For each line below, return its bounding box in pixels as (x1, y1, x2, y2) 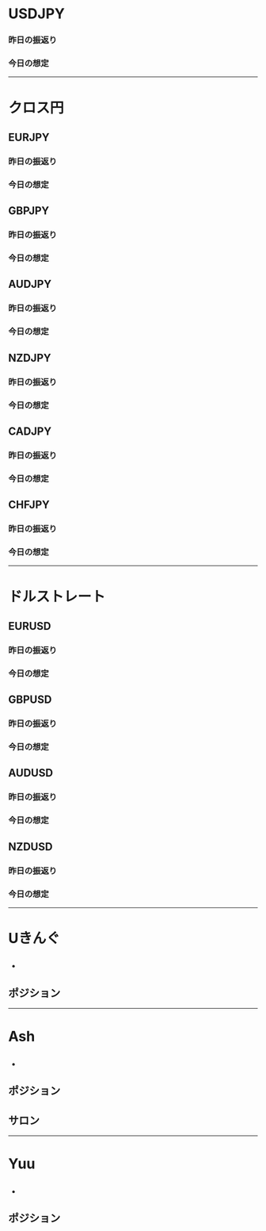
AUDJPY (8, 278, 52, 291)
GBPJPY (8, 204, 50, 218)
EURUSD (8, 619, 51, 633)
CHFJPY (8, 498, 50, 512)
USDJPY (8, 5, 66, 23)
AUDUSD (8, 766, 54, 780)
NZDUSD (8, 840, 53, 853)
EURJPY (8, 130, 50, 144)
